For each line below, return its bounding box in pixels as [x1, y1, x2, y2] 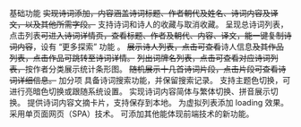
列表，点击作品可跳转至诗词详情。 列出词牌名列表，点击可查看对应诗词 [9, 53, 271, 63]
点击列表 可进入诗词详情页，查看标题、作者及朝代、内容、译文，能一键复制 [9, 30, 284, 40]
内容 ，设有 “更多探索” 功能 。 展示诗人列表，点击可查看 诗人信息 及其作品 [16, 41, 285, 52]
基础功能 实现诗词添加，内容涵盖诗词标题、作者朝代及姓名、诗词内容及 [9, 8, 271, 18]
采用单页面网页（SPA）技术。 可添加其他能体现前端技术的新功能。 [9, 108, 254, 119]
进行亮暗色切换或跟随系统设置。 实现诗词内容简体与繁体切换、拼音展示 [9, 86, 271, 97]
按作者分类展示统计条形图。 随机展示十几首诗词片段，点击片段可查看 [25, 63, 279, 74]
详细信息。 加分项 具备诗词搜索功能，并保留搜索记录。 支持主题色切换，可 [16, 75, 291, 85]
